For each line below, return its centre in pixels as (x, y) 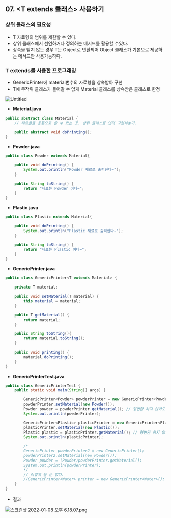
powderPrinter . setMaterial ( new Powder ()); (69, 404)
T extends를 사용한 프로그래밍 (41, 70)
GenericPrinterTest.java (38, 376)
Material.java (27, 109)
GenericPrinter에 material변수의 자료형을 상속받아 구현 (68, 82)
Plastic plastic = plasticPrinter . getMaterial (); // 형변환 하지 (92, 432)
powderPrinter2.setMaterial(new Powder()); (70, 456)
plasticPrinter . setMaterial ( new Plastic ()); (72, 427)
